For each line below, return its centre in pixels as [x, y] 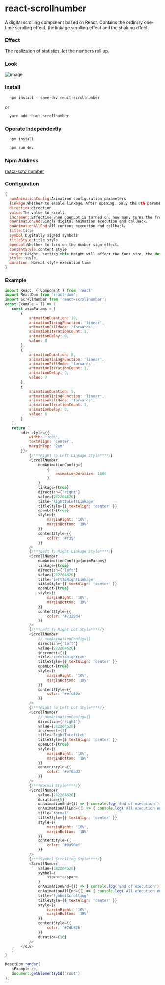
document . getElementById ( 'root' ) [46, 973]
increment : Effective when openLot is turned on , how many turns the [81, 217]
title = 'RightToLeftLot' [62, 735]
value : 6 [38, 414]
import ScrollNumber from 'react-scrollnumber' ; [56, 300]
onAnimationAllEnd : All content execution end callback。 [69, 226]
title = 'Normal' [54, 813]
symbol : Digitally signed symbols [44, 236]
